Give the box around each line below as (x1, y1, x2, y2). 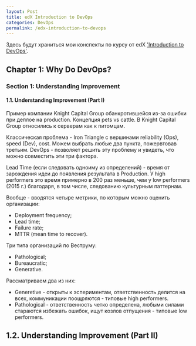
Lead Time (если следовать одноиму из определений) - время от (6, 164, 170, 171)
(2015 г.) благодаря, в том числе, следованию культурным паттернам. (6, 182, 183, 189)
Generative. (14, 265, 43, 272)
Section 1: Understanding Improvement (6, 82, 120, 90)
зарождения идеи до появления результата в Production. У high (6, 170, 165, 177)
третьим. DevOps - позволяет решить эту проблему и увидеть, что (6, 146, 174, 153)
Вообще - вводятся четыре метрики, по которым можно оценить (6, 194, 170, 201)
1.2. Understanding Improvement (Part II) (6, 331, 158, 341)
